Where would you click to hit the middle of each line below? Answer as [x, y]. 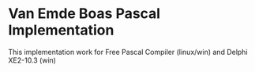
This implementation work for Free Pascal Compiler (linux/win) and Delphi [128, 52]
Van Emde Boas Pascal [84, 14]
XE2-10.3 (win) [32, 60]
